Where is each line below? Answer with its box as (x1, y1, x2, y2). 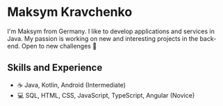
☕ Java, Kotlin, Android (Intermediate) (17, 80, 126, 89)
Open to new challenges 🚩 (21, 42, 97, 50)
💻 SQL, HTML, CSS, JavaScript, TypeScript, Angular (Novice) (17, 91, 195, 99)
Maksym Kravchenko (7, 4, 133, 20)
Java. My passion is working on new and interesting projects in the (7, 34, 199, 42)
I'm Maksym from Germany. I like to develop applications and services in (7, 27, 215, 35)
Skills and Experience (7, 62, 103, 73)
